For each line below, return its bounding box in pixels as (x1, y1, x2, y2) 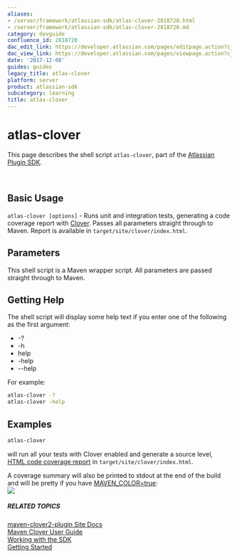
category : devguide (7, 30, 65, 38)
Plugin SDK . (7, 158, 43, 166)
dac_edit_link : (7, 43, 53, 50)
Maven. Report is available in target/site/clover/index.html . (7, 226, 188, 235)
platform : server (7, 76, 59, 84)
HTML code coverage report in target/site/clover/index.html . (7, 457, 194, 466)
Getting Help (7, 294, 65, 306)
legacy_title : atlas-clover (7, 70, 91, 77)
